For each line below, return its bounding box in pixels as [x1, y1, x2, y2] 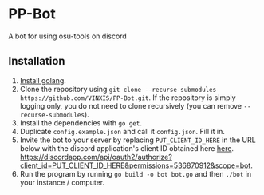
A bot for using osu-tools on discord [8, 31, 128, 41]
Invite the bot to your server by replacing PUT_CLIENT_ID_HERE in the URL [19, 135, 257, 145]
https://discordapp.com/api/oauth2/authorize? [19, 152, 173, 161]
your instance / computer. [19, 177, 105, 187]
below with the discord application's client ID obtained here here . [19, 143, 234, 153]
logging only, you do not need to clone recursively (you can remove [19, 101, 242, 110]
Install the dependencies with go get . [19, 117, 142, 128]
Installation [8, 54, 65, 68]
